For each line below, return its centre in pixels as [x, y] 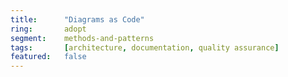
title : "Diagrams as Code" [77, 19]
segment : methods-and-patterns [82, 38]
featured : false [48, 57]
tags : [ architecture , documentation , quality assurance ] [145, 47]
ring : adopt [48, 29]
